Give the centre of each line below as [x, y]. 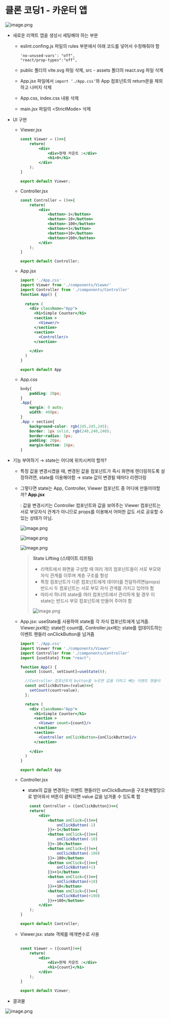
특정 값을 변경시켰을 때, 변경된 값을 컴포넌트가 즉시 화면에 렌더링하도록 [90, 471]
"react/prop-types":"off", [49, 60]
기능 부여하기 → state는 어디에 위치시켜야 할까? [60, 460]
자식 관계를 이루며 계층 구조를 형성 [74, 575]
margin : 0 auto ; [47, 407]
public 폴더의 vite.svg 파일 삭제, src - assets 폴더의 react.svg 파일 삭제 [92, 70]
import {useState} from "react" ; [56, 658]
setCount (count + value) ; [55, 691]
